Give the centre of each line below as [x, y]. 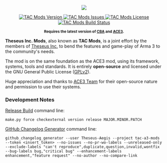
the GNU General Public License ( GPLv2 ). [48, 72]
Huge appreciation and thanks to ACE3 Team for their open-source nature [81, 81]
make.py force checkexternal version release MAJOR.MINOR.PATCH [73, 120]
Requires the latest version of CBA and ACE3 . [84, 31]
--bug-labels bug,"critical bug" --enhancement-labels [63, 151]
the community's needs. [30, 51]
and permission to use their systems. [43, 87]
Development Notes [30, 99]
